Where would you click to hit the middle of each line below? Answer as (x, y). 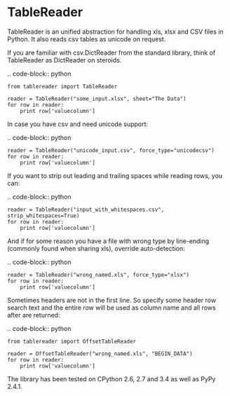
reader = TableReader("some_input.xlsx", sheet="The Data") (97, 99)
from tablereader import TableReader (62, 86)
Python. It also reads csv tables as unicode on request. (87, 39)
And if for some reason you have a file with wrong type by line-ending (108, 241)
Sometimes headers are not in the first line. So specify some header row (111, 300)
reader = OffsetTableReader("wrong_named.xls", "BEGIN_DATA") (100, 354)
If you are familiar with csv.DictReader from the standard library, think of (111, 53)
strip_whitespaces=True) (43, 216)
